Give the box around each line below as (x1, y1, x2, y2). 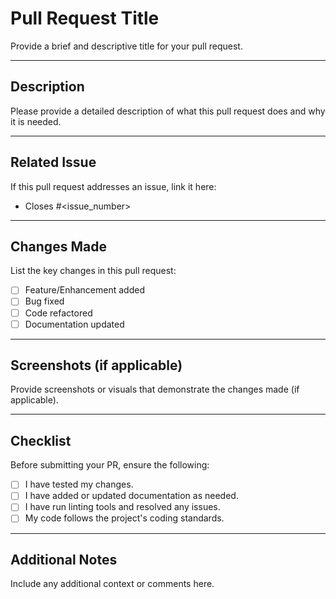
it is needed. (10, 115, 62, 127)
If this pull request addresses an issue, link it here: (10, 180, 217, 192)
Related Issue (10, 154, 97, 171)
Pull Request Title (10, 7, 160, 30)
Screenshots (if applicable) (10, 357, 183, 374)
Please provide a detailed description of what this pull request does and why (10, 105, 326, 117)
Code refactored (24, 307, 93, 319)
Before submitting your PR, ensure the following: (10, 459, 210, 471)
